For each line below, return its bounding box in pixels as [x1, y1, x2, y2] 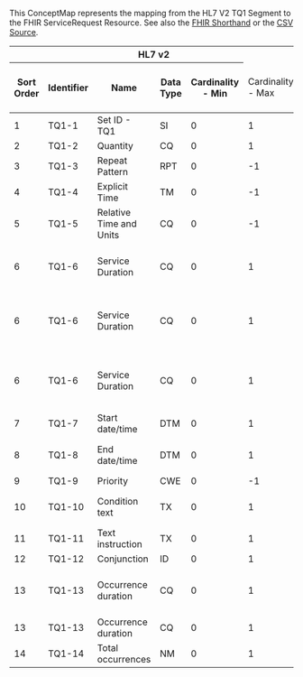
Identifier [48, 81, 88, 94]
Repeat [96, 154, 128, 166]
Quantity [96, 140, 133, 152]
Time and [96, 218, 137, 229]
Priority [96, 475, 129, 487]
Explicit [96, 181, 128, 192]
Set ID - [96, 114, 132, 125]
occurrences [96, 654, 151, 665]
